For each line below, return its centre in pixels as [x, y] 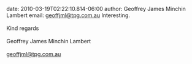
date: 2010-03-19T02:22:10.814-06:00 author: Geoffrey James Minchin [96, 9]
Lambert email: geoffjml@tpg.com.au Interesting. [68, 15]
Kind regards [23, 28]
